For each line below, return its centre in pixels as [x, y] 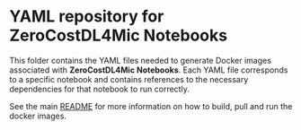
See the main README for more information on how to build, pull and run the [151, 106]
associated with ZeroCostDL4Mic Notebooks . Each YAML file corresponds [149, 70]
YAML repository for [87, 17]
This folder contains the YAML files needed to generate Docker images [141, 60]
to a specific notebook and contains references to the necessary [129, 79]
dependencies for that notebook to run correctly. [100, 89]
